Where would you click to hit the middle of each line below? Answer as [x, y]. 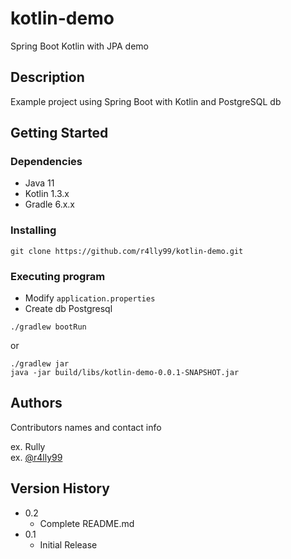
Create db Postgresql [68, 309]
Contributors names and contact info [86, 427]
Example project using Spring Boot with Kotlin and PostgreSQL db [146, 101]
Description [47, 77]
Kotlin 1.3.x [47, 194]
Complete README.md [87, 523]
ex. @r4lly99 [36, 457]
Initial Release [68, 544]
